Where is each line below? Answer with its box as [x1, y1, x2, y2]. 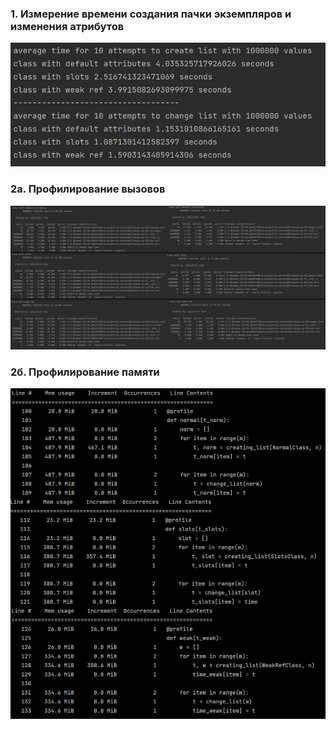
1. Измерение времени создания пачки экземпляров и [10, 7, 292, 21]
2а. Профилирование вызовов [10, 182, 166, 196]
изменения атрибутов [10, 19, 125, 33]
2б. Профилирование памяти [10, 365, 160, 379]
